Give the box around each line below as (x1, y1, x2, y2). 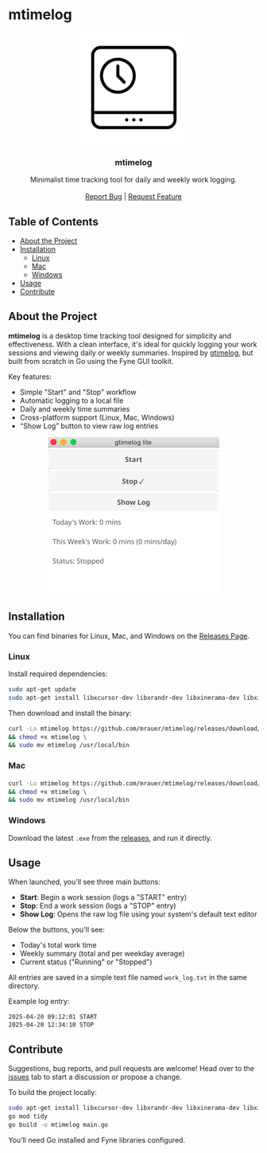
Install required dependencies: (8, 669, 108, 678)
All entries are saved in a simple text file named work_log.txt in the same (8, 973, 248, 983)
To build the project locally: (8, 1088, 97, 1097)
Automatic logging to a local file (19, 396, 124, 405)
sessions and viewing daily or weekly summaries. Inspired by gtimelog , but (8, 348, 253, 358)
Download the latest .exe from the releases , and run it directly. (8, 833, 212, 842)
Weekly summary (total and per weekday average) (19, 949, 185, 959)
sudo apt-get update (8, 685, 77, 694)
